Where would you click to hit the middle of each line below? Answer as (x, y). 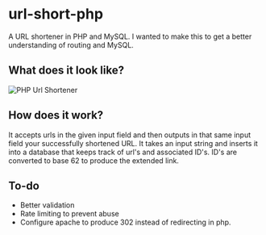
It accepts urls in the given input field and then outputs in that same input (130, 135)
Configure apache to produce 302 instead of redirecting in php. (125, 222)
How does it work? (56, 115)
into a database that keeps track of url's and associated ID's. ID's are (123, 152)
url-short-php (56, 14)
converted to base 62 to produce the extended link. (94, 160)
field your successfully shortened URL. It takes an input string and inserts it (133, 143)
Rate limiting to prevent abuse (69, 214)
